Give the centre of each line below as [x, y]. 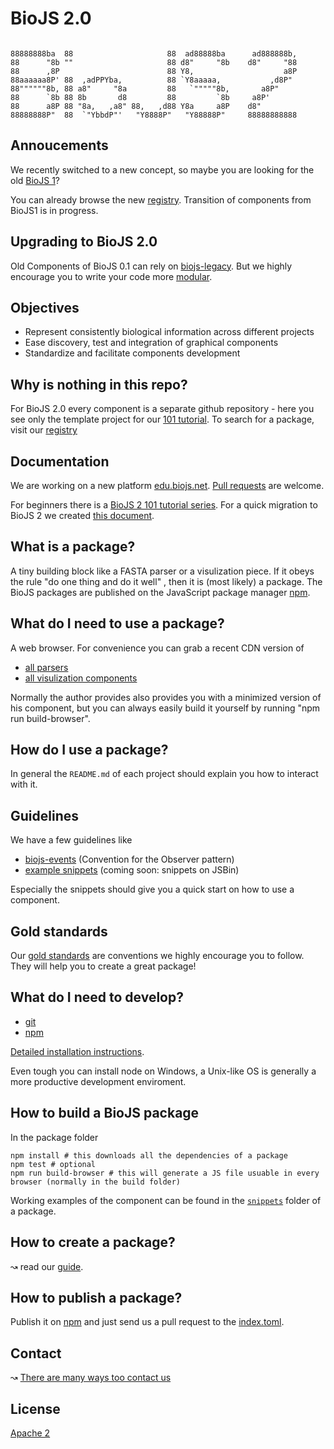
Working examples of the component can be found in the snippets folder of [166, 1200]
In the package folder [54, 1137]
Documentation [60, 461]
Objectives [45, 307]
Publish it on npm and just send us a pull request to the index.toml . [147, 1322]
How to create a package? [93, 1242]
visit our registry [44, 430]
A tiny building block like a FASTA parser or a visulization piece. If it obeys [162, 571]
